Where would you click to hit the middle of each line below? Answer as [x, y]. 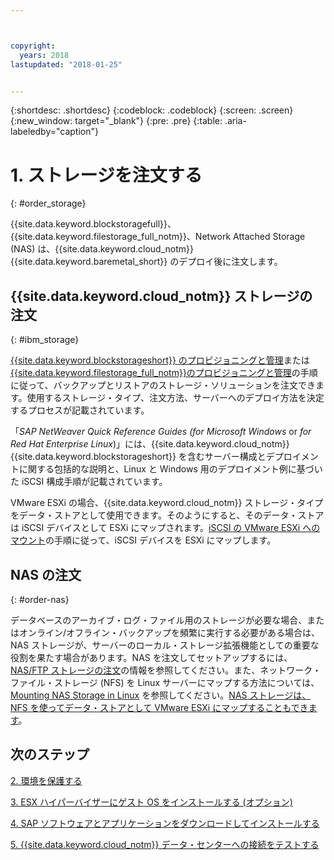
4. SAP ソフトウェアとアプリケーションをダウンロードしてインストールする [165, 823]
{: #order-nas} [40, 599]
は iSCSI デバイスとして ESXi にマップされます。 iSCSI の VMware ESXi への [165, 528]
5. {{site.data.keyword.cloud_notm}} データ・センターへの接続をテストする [165, 844]
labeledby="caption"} [54, 132]
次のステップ [50, 754]
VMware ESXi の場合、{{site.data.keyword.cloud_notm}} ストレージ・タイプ [167, 503]
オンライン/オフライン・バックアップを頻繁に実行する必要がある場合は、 [169, 632]
